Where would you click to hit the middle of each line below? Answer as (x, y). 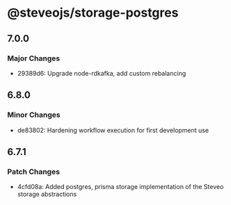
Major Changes (34, 58)
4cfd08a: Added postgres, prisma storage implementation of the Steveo (120, 187)
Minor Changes (34, 115)
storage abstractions (47, 194)
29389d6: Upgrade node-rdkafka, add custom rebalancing (102, 73)
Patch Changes (34, 172)
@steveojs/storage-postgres (93, 13)
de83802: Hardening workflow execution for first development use (113, 130)
